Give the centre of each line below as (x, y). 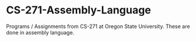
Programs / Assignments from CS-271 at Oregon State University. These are (98, 26)
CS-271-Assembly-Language (79, 10)
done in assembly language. (40, 32)
